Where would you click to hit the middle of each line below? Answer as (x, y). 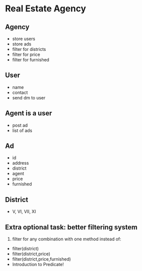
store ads (22, 44)
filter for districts (29, 49)
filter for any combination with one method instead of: (67, 239)
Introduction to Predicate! (38, 265)
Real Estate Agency (45, 9)
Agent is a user (29, 113)
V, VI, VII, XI (24, 212)
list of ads (22, 130)
